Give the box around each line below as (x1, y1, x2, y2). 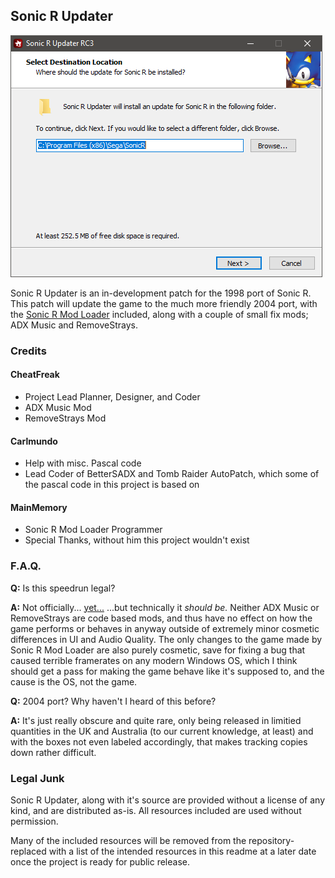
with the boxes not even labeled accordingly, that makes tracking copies (10, 735, 308, 748)
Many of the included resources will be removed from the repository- (10, 834, 295, 846)
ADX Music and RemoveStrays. (10, 319, 138, 331)
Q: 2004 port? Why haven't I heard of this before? (10, 695, 217, 707)
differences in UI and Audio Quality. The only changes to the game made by (10, 633, 323, 645)
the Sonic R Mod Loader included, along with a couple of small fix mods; (10, 308, 309, 320)
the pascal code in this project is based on (24, 479, 200, 491)
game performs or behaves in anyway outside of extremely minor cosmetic (10, 622, 320, 634)
